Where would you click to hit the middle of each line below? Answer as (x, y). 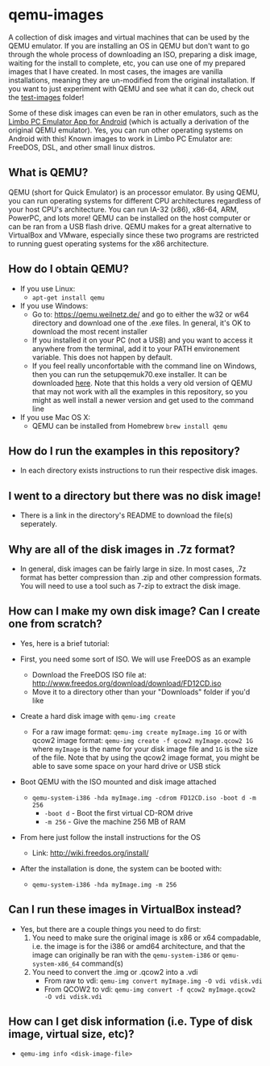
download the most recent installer (89, 331)
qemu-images (56, 15)
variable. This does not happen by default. (102, 357)
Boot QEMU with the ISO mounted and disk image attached (118, 782)
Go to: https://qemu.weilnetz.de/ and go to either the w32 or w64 (141, 314)
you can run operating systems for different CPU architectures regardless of (135, 200)
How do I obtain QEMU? (69, 269)
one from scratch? (56, 624)
